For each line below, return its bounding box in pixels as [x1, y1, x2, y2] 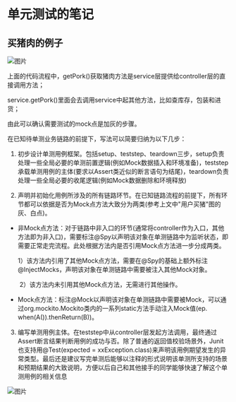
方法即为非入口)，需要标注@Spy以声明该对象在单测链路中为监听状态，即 [17, 232, 229, 241]
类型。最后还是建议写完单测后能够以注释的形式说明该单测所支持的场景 [23, 355, 228, 362]
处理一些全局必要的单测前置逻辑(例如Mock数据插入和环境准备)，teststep [17, 158, 229, 167]
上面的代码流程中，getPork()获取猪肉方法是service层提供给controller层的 [7, 72, 220, 80]
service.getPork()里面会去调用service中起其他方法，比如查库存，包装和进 [7, 96, 221, 104]
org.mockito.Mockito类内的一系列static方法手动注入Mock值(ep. [23, 305, 208, 312]
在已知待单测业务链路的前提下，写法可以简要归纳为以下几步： [7, 135, 187, 143]
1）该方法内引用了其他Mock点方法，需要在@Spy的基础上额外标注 [17, 256, 208, 265]
